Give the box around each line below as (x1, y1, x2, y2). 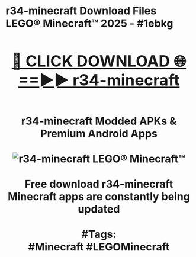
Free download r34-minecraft (24, 177, 173, 191)
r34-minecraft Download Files (5, 4, 157, 18)
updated (78, 203, 120, 216)
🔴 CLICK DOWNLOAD (11, 51, 170, 70)
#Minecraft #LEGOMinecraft (28, 240, 170, 253)
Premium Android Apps (40, 127, 158, 140)
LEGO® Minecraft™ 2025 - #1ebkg (5, 17, 173, 30)
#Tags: (81, 227, 117, 241)
